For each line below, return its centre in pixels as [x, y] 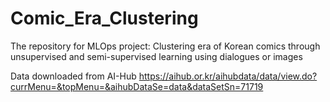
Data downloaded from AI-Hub [73, 76]
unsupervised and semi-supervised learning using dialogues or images [156, 56]
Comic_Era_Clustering [104, 18]
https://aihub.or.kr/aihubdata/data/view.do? [228, 76]
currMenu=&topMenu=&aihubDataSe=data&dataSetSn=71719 [137, 86]
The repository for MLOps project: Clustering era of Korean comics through [165, 46]
